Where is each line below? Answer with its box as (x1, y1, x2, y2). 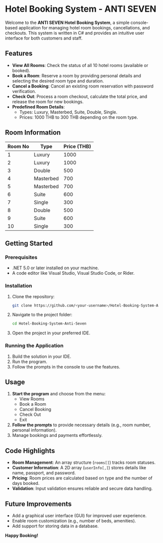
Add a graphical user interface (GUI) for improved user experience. (12, 513, 147, 519)
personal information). (12, 427, 57, 433)
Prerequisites (5, 254, 37, 261)
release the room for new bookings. (12, 99, 84, 105)
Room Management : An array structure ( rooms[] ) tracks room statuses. (12, 459, 156, 465)
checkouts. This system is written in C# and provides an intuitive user (5, 30, 145, 36)
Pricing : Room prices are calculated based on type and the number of (12, 475, 153, 481)
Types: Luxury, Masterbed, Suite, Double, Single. (19, 109, 118, 115)
